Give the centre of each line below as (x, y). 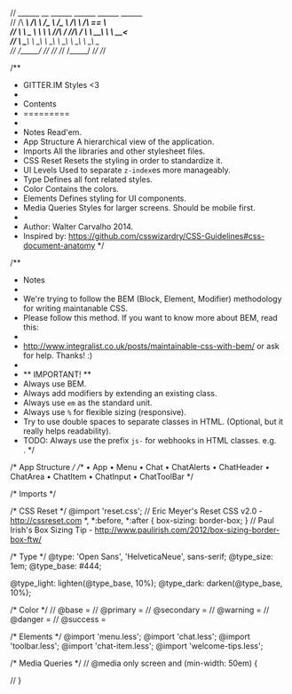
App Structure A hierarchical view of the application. (118, 142)
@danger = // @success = (58, 619)
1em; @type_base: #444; (56, 566)
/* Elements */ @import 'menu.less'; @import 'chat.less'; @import (130, 636)
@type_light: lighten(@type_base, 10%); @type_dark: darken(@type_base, (146, 583)
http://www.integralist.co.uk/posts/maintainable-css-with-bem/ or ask (151, 346)
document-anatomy (59, 245)
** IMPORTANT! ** (57, 374)
